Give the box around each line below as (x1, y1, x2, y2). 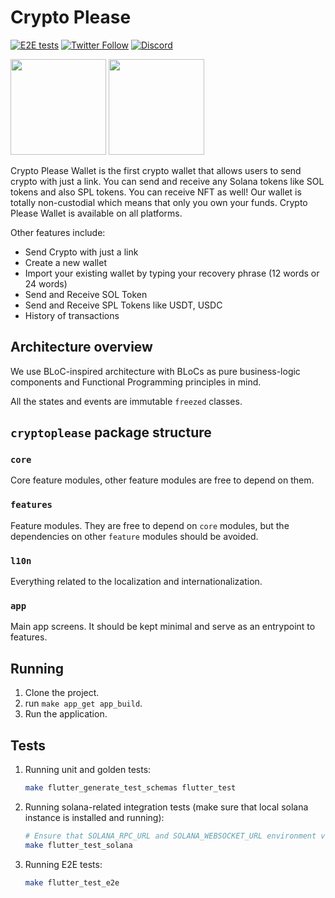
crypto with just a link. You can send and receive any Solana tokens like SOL (10, 175, 325, 187)
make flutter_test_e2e (24, 877, 120, 888)
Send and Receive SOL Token (24, 288, 148, 300)
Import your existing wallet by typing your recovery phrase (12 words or (24, 267, 320, 279)
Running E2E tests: (24, 858, 103, 870)
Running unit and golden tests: (24, 763, 152, 775)
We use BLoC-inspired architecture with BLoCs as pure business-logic (10, 365, 301, 377)
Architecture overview (10, 339, 153, 356)
